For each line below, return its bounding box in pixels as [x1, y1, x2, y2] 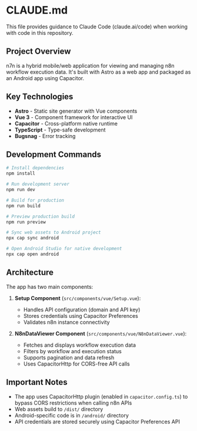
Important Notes [6, 377, 68, 387]
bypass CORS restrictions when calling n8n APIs [14, 399, 132, 406]
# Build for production [6, 197, 65, 203]
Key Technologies [6, 92, 74, 102]
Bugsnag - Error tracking [14, 132, 76, 139]
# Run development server [6, 181, 69, 187]
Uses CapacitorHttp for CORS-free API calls [23, 360, 131, 367]
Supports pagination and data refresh [23, 354, 115, 361]
